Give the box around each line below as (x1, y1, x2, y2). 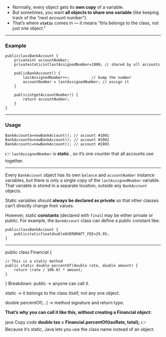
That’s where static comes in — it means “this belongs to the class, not (12, 20, 159, 26)
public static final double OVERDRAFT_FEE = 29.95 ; (14, 231, 110, 236)
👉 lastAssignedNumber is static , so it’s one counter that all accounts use (5, 151, 154, 157)
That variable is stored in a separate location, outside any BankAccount (5, 182, 147, 188)
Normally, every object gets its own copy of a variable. (12, 4, 124, 10)
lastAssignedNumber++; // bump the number (23, 75, 132, 80)
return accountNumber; (23, 97, 70, 102)
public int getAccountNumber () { (14, 93, 79, 98)
